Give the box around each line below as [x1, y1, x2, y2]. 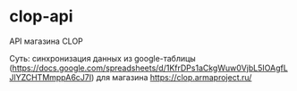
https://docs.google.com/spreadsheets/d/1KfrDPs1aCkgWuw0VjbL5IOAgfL [12, 62, 288, 73]
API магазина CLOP [9, 36, 83, 46]
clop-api [9, 6, 73, 27]
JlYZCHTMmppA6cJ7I [9, 71, 92, 82]
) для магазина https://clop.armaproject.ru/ [90, 71, 252, 82]
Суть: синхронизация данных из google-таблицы [9, 53, 197, 63]
